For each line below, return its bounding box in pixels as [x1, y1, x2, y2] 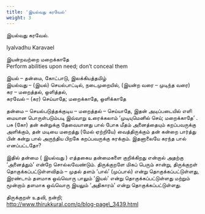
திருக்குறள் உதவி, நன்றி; [6, 193, 63, 201]
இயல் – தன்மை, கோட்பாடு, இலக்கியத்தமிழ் [6, 74, 106, 81]
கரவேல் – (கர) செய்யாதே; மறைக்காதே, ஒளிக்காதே [6, 95, 127, 102]
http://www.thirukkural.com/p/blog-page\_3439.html [6, 200, 139, 208]
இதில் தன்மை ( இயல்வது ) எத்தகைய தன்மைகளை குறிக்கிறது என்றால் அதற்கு [6, 153, 184, 161]
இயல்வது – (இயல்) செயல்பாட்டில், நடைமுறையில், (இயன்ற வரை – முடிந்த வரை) [6, 81, 191, 89]
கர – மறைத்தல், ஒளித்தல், [6, 88, 67, 95]
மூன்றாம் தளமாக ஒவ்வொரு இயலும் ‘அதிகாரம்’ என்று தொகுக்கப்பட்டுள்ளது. [6, 181, 182, 188]
